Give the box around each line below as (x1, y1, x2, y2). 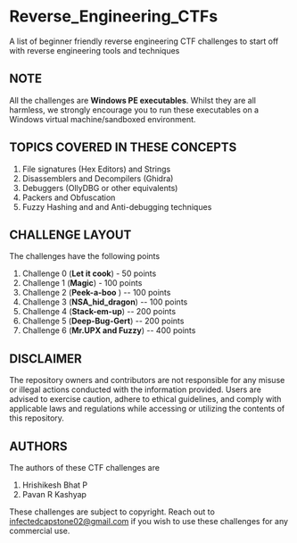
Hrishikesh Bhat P (21, 480, 87, 490)
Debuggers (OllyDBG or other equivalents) (21, 182, 178, 193)
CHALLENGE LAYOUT (9, 227, 132, 242)
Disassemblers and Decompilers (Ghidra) (21, 172, 174, 184)
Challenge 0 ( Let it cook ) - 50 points (21, 268, 157, 279)
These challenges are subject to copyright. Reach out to (9, 506, 216, 517)
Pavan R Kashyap (21, 489, 87, 499)
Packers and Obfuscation (21, 192, 116, 203)
